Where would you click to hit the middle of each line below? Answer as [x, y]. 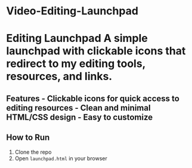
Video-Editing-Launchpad [72, 11]
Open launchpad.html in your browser [61, 158]
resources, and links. [59, 77]
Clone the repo [33, 152]
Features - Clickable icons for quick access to [93, 98]
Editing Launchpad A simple [77, 39]
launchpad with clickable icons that [96, 51]
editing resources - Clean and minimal [78, 108]
